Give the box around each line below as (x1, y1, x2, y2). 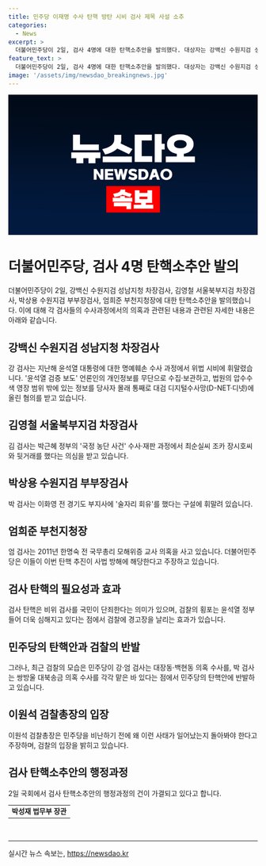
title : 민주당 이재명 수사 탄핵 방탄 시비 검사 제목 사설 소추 (8, 13, 184, 21)
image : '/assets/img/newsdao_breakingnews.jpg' (8, 71, 169, 79)
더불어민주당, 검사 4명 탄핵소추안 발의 (8, 258, 240, 276)
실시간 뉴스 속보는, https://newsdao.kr (8, 849, 129, 858)
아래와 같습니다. (8, 316, 58, 325)
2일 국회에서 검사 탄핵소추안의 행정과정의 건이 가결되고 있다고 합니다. (8, 788, 222, 798)
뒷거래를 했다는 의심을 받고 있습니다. (16, 450, 129, 460)
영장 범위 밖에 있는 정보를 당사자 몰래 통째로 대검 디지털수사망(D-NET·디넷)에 (16, 383, 255, 393)
